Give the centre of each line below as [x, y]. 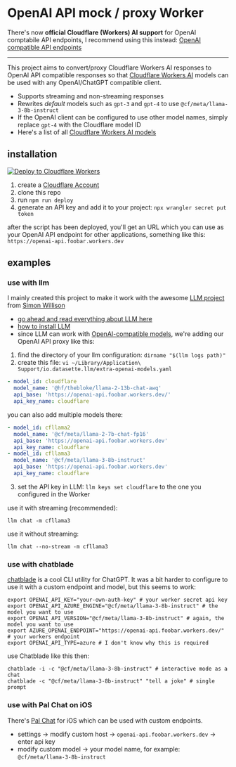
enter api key [36, 741]
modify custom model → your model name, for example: [99, 749]
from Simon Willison [36, 305]
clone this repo [39, 192]
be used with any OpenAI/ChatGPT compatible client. [84, 82]
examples [29, 263]
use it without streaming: [43, 534]
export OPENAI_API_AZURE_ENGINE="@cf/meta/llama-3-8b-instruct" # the [113, 606]
